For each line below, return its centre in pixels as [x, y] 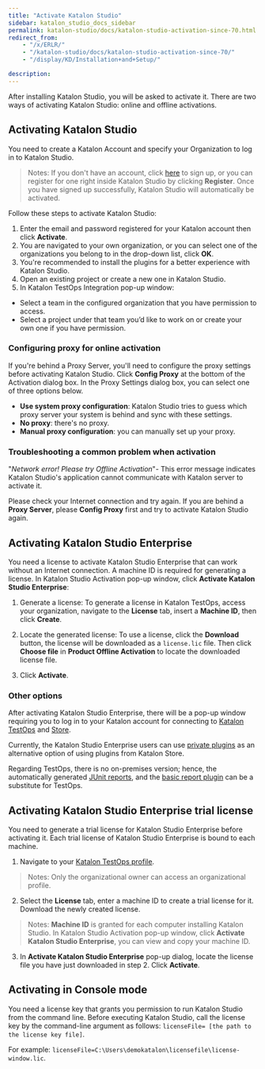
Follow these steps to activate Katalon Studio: [82, 213]
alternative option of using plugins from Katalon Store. [96, 753]
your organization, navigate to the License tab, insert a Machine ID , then [138, 611]
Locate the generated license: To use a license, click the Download [129, 635]
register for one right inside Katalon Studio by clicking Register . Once [141, 181]
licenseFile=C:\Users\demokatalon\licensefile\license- [146, 1050]
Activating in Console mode [78, 990]
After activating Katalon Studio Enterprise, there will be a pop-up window [127, 713]
